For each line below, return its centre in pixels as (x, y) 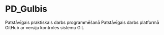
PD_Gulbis (26, 9)
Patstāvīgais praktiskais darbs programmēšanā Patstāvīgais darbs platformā (82, 22)
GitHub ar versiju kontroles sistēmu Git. (45, 27)
